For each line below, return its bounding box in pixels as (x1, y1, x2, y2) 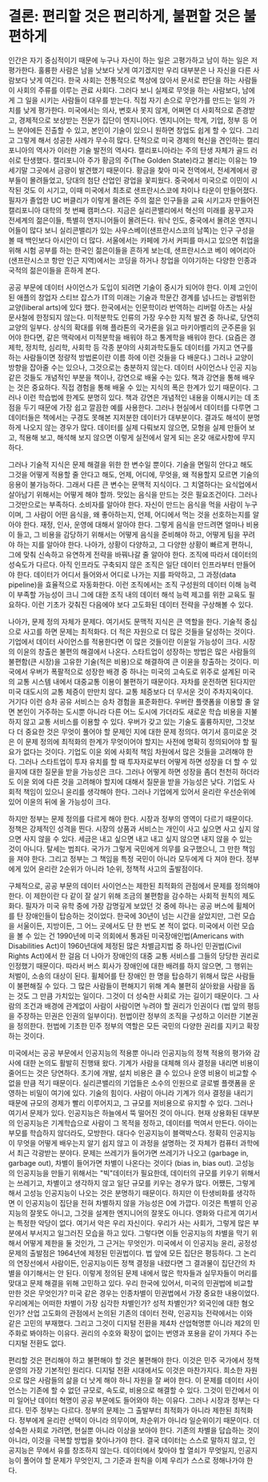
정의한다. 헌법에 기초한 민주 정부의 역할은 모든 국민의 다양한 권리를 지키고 (16, 1021, 246, 1030)
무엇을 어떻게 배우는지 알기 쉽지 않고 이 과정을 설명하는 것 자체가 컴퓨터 (16, 1138, 238, 1147)
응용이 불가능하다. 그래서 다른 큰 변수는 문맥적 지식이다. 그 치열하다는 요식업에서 (8, 480, 258, 489)
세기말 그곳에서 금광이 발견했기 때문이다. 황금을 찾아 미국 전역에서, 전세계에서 (8, 165, 250, 175)
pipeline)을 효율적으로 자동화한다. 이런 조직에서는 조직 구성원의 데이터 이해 (8, 580, 242, 589)
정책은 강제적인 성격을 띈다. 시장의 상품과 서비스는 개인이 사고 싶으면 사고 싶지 (8, 824, 252, 833)
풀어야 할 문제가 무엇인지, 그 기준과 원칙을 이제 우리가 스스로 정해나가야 (22, 1455, 246, 1465)
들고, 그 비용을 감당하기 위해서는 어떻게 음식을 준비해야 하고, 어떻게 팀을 (16, 529, 241, 539)
